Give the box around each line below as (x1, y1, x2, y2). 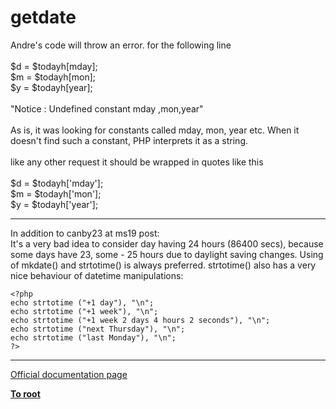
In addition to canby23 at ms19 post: (10, 227, 160, 239)
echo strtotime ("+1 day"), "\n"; (10, 297, 155, 308)
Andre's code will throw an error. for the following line (10, 39, 232, 51)
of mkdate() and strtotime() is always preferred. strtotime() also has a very (10, 259, 317, 271)
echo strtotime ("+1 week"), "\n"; (10, 306, 159, 316)
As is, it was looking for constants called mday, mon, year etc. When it (10, 124, 300, 136)
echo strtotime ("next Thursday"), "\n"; (10, 324, 186, 334)
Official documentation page (10, 368, 128, 380)
